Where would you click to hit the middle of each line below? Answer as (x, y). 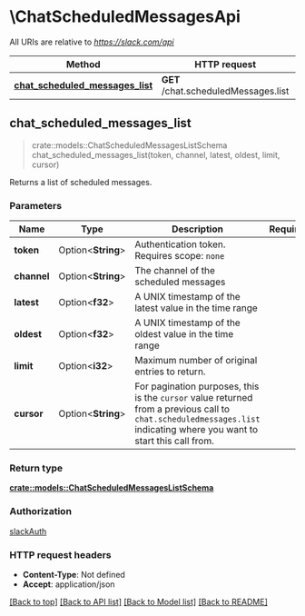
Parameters (35, 205)
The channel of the (175, 271)
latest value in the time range (197, 308)
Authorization (41, 512)
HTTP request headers (60, 554)
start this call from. (175, 441)
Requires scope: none (180, 256)
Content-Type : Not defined (74, 574)
